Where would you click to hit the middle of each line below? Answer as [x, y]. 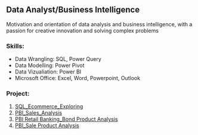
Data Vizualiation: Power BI [48, 72]
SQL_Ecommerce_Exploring [49, 106]
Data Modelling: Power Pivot [49, 66]
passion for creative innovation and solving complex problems [83, 30]
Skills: [16, 46]
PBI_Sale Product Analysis [47, 125]
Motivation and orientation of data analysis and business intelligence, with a [99, 24]
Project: [18, 94]
